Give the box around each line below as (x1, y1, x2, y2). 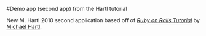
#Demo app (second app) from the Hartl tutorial (6, 5, 127, 12)
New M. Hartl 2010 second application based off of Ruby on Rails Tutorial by (6, 17, 200, 23)
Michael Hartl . (6, 23, 42, 30)
